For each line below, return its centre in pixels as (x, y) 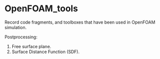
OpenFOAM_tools (41, 9)
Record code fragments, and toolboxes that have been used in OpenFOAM (80, 22)
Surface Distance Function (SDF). (45, 52)
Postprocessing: (21, 37)
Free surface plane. (31, 46)
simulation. (16, 27)
